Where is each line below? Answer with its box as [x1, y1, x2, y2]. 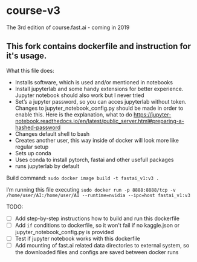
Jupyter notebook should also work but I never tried [15, 92, 144, 99]
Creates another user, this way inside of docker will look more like [15, 136, 179, 144]
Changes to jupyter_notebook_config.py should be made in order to [15, 104, 184, 112]
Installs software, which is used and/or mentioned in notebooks [15, 78, 173, 86]
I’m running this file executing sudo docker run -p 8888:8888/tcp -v [6, 186, 176, 193]
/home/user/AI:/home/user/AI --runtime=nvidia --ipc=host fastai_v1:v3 [6, 192, 190, 198]
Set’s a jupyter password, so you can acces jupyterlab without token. [15, 98, 187, 105]
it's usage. [6, 51, 47, 61]
